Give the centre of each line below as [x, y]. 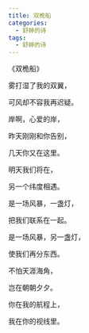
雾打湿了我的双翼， [40, 86]
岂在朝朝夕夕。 [33, 288]
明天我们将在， [33, 170]
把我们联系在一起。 [40, 220]
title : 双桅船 [30, 15]
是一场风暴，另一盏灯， [46, 237]
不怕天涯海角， [33, 271]
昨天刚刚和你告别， [40, 136]
